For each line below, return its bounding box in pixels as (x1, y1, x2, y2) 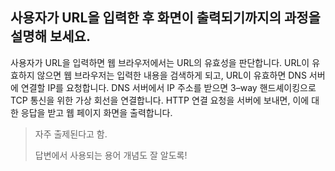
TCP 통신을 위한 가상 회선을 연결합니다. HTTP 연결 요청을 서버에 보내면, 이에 (10, 94, 310, 106)
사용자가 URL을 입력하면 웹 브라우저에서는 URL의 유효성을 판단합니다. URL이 (10, 56, 310, 68)
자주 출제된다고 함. (34, 128, 108, 140)
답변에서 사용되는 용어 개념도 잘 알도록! (34, 149, 188, 161)
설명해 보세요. (10, 28, 91, 45)
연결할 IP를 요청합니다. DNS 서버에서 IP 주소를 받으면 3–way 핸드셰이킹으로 (20, 81, 317, 93)
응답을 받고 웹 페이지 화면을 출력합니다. (20, 106, 173, 118)
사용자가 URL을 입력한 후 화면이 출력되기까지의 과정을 (10, 9, 321, 27)
